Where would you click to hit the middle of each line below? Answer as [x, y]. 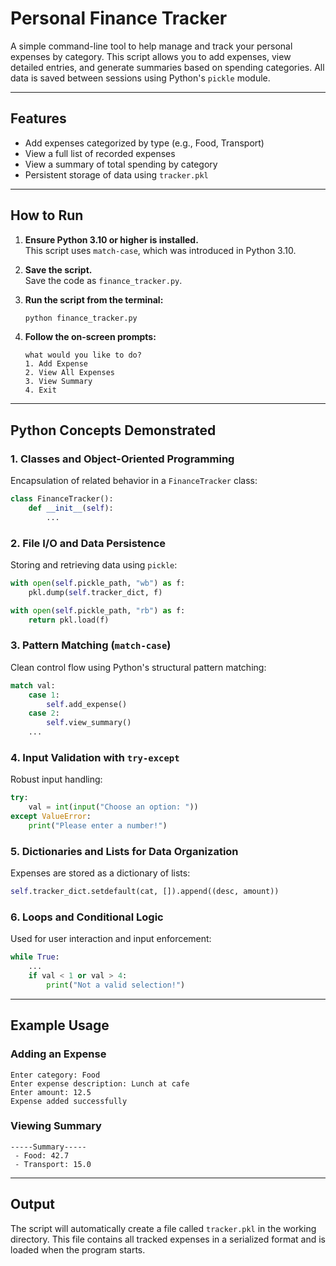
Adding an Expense [58, 1054]
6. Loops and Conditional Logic [87, 917]
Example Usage [60, 1025]
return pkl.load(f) [69, 620]
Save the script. [58, 269]
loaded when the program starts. [78, 1249]
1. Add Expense [56, 364]
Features [38, 118]
